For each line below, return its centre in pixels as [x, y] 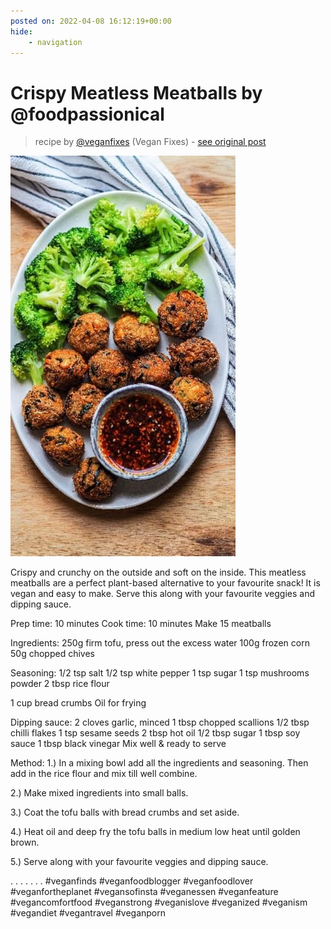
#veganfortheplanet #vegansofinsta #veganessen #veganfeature [144, 892]
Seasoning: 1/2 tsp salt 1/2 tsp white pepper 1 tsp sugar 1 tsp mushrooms [160, 673]
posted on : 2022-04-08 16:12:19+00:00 [91, 21]
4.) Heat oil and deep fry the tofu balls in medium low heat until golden [155, 832]
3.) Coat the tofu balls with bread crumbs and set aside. [125, 812]
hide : [21, 31]
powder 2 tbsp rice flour [60, 684]
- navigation [55, 42]
